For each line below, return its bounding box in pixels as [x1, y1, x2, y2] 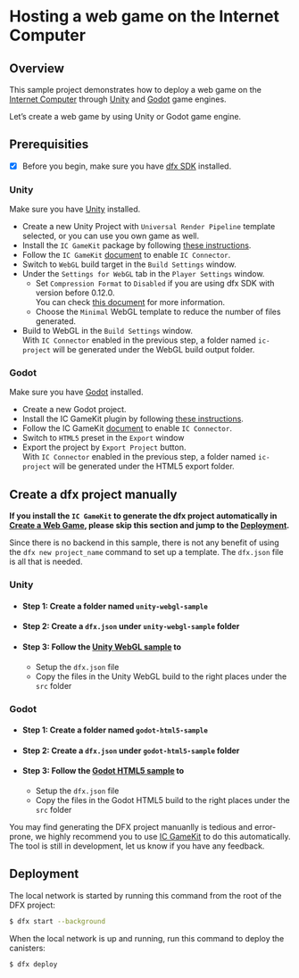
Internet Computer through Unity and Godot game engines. [9, 94, 227, 104]
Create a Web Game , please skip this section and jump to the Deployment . [9, 520, 290, 531]
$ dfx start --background [9, 916, 105, 925]
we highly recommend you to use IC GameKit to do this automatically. [35, 831, 291, 841]
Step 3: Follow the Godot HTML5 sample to [21, 766, 185, 776]
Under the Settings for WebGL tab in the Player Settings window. [21, 269, 265, 279]
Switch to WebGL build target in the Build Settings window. [21, 259, 237, 269]
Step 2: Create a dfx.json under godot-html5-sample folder [21, 745, 240, 756]
